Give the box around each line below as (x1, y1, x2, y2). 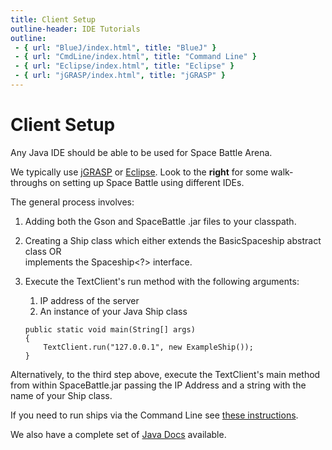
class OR (24, 245, 62, 257)
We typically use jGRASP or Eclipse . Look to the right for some (10, 166, 269, 178)
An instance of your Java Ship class (39, 305, 188, 317)
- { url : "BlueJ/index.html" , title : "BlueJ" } (14, 42, 217, 53)
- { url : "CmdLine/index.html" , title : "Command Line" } (14, 52, 257, 62)
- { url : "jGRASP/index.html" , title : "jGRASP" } (14, 71, 226, 81)
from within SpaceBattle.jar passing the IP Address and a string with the (10, 379, 307, 391)
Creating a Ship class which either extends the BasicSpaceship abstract (24, 234, 322, 246)
